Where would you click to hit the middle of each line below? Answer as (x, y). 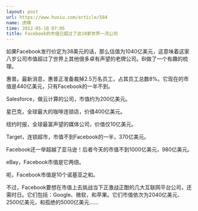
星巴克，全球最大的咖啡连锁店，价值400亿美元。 (66, 112)
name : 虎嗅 (19, 23)
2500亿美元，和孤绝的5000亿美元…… (52, 202)
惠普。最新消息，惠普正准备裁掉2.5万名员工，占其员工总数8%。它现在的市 (98, 79)
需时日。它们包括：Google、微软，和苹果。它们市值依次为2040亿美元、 (95, 195)
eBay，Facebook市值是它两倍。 (45, 162)
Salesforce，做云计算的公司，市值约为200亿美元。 (68, 99)
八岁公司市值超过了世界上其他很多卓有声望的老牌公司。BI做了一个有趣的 (95, 59)
